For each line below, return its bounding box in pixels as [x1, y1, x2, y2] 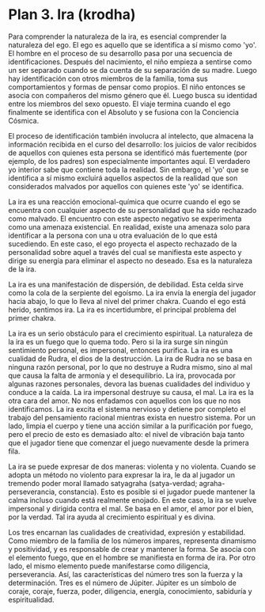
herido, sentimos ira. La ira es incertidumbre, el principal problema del [8, 305, 237, 314]
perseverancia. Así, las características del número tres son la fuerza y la [8, 569, 244, 579]
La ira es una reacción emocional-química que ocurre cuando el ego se [8, 196, 241, 207]
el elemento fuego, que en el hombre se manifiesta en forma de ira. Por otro [8, 553, 256, 562]
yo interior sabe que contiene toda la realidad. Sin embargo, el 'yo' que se [8, 165, 249, 174]
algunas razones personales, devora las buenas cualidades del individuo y [8, 378, 251, 389]
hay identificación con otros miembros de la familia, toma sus [8, 74, 208, 83]
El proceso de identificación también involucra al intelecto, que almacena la [8, 131, 255, 140]
